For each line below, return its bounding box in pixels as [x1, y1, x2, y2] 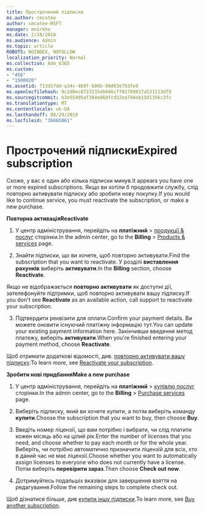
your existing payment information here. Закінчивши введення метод [15, 327, 193, 335]
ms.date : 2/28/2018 [6, 32, 56, 38]
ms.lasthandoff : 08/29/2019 [6, 112, 79, 118]
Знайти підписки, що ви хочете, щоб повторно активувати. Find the [15, 252, 190, 259]
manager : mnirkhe [6, 26, 51, 32]
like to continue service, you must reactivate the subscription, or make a [6, 197, 189, 204]
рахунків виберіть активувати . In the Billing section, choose [15, 265, 172, 272]
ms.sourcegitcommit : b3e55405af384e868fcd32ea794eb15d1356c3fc [6, 94, 172, 101]
